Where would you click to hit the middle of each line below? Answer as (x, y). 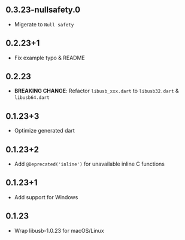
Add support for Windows (46, 197)
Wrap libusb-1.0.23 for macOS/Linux (59, 230)
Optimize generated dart (45, 131)
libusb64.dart (32, 98)
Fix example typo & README (49, 58)
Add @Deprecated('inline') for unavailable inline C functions (90, 164)
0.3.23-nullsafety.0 (43, 10)
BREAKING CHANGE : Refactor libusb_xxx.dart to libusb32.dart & (96, 91)
